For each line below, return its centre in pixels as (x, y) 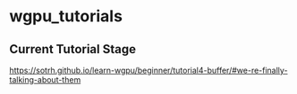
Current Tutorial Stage (73, 49)
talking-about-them (45, 80)
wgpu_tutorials (66, 16)
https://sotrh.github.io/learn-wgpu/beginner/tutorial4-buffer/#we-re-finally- (148, 70)
